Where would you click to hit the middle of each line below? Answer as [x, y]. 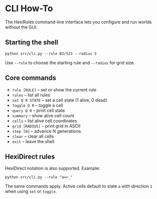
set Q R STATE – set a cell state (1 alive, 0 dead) [60, 100]
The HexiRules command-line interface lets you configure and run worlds [78, 22]
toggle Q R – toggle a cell [37, 105]
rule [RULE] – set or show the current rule [54, 90]
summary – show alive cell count [43, 115]
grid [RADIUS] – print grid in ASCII [46, 126]
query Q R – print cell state [38, 110]
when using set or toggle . [31, 191]
